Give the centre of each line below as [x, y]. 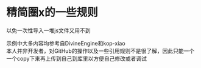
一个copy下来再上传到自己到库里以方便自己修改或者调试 [77, 58]
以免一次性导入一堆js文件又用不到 [48, 30]
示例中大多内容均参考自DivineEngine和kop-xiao [66, 43]
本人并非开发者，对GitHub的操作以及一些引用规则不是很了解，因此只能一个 [100, 51]
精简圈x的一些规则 [52, 12]
